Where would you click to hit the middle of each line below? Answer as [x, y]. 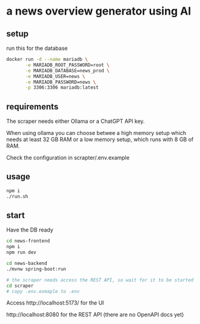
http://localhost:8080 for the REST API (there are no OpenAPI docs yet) [95, 315]
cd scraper [20, 286]
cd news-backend [27, 264]
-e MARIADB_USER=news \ [55, 76]
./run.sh [17, 196]
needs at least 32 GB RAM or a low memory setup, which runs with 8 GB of [100, 140]
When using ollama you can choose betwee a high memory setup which [96, 133]
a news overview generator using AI [99, 11]
